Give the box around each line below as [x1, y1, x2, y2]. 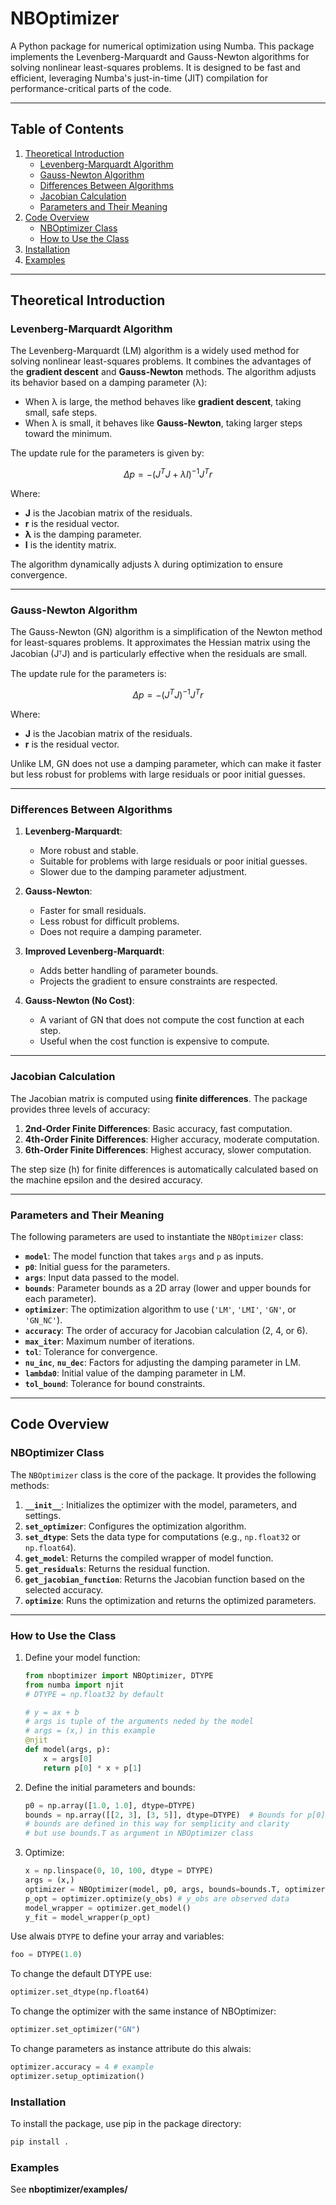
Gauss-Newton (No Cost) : [24, 995, 135, 1007]
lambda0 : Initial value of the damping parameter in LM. [24, 1367, 246, 1379]
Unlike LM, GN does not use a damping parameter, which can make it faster [10, 758, 322, 770]
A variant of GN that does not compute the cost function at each [39, 1014, 305, 1026]
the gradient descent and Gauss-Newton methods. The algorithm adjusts [10, 366, 317, 378]
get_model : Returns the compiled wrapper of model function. [24, 1552, 274, 1564]
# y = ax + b [24, 1707, 80, 1717]
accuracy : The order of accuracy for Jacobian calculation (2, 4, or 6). [24, 1324, 308, 1336]
